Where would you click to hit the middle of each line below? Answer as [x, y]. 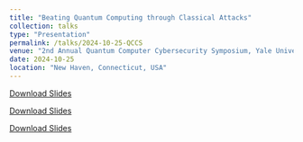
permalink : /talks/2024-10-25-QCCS [76, 43]
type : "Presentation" [50, 34]
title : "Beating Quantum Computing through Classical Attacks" [131, 18]
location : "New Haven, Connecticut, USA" [88, 68]
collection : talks [44, 26]
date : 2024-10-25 [42, 59]
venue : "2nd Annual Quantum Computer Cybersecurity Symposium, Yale [141, 51]
